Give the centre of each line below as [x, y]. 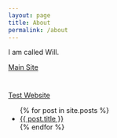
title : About [29, 23]
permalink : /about [38, 30]
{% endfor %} [42, 127]
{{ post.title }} [42, 118]
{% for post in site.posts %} [64, 110]
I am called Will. [34, 53]
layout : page [29, 15]
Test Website [29, 95]
